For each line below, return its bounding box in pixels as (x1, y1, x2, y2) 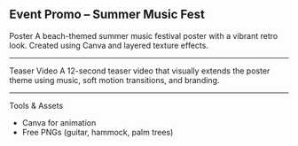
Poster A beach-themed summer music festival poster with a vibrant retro (9, 30, 278, 41)
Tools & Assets (9, 100, 64, 111)
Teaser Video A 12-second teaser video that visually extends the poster (9, 65, 271, 76)
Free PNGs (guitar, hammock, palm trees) (21, 127, 174, 137)
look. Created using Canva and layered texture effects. (9, 40, 208, 50)
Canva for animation (21, 117, 97, 127)
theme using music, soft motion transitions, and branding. (9, 74, 220, 85)
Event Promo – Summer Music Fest (9, 7, 206, 22)
